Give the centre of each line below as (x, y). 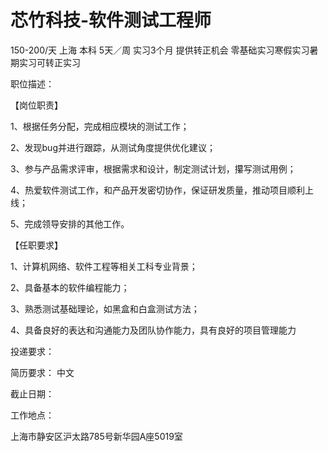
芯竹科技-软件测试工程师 (111, 20)
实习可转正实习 (49, 62)
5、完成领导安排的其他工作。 (70, 223)
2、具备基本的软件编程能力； (70, 287)
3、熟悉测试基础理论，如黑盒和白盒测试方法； (105, 308)
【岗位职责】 (36, 105)
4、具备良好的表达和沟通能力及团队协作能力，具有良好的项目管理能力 (153, 330)
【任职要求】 (36, 245)
